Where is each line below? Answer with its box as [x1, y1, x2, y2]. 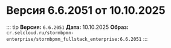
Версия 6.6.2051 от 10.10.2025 [6, 4, 166, 17]
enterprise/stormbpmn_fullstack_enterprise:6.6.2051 [6, 36, 142, 42]
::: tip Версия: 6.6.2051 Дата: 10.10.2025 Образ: [6, 23, 129, 31]
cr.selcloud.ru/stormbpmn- [6, 29, 74, 36]
